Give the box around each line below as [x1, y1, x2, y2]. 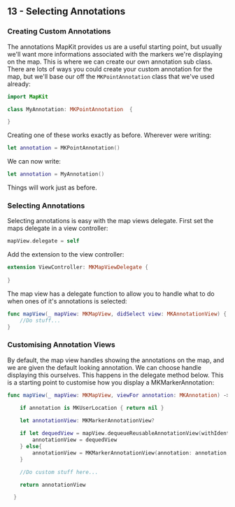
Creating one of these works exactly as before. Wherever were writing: [7, 131, 212, 139]
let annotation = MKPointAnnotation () [7, 145, 120, 152]
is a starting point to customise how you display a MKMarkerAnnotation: [7, 378, 215, 387]
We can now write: [7, 157, 62, 166]
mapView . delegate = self [7, 238, 80, 245]
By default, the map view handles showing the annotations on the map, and [7, 356, 225, 364]
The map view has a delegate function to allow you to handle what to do [7, 290, 215, 298]
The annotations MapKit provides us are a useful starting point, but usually [7, 42, 222, 51]
